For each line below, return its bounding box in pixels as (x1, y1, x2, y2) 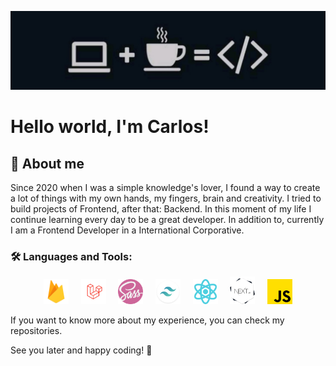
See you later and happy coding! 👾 (10, 344, 153, 356)
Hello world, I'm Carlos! (10, 116, 210, 138)
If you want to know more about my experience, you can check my (10, 314, 285, 326)
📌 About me (10, 155, 85, 172)
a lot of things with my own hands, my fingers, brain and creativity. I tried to (10, 192, 322, 204)
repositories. (10, 325, 63, 337)
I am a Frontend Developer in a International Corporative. (10, 224, 245, 236)
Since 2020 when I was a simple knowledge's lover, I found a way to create (10, 182, 321, 193)
